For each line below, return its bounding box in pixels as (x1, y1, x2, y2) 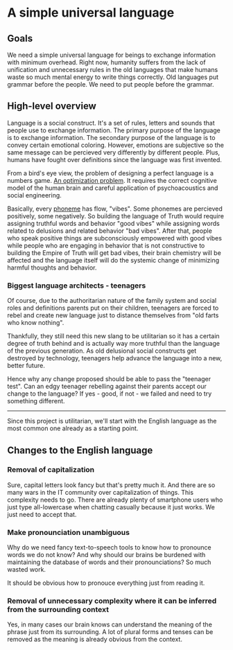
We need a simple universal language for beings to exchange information (7, 51, 216, 59)
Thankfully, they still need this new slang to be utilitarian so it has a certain (7, 332, 220, 340)
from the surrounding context (7, 605, 110, 615)
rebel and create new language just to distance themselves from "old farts (7, 311, 219, 319)
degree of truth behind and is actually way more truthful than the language (7, 340, 221, 348)
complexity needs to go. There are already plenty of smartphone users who (7, 495, 223, 504)
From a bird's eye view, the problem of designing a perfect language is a (7, 168, 214, 177)
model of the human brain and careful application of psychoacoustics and (7, 184, 218, 192)
